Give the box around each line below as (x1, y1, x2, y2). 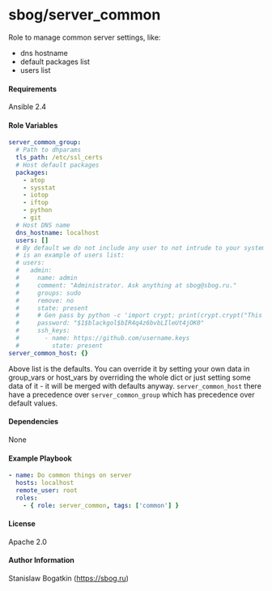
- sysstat (23, 184, 57, 192)
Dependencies (8, 417, 59, 427)
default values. (8, 398, 58, 408)
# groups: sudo (15, 289, 82, 297)
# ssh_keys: (15, 326, 70, 335)
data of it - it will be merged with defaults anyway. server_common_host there (8, 381, 261, 390)
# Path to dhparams (15, 146, 82, 155)
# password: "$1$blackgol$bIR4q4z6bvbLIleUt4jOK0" (15, 319, 205, 327)
